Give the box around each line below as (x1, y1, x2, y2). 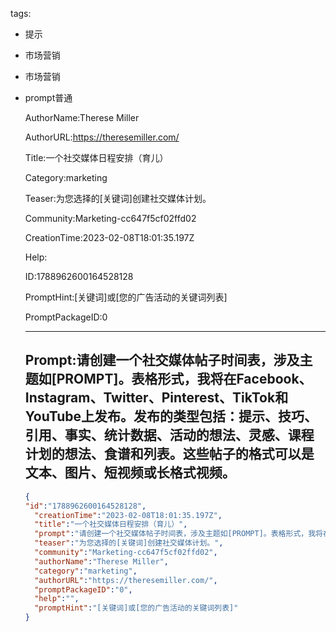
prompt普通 (24, 92, 73, 103)
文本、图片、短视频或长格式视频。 (24, 464, 236, 482)
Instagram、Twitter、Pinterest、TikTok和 (24, 389, 289, 407)
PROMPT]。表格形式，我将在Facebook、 (56, 371, 313, 388)
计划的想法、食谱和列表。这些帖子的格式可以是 (24, 446, 315, 463)
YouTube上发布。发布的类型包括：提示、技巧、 (24, 408, 318, 425)
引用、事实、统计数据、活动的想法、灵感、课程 (24, 427, 315, 444)
